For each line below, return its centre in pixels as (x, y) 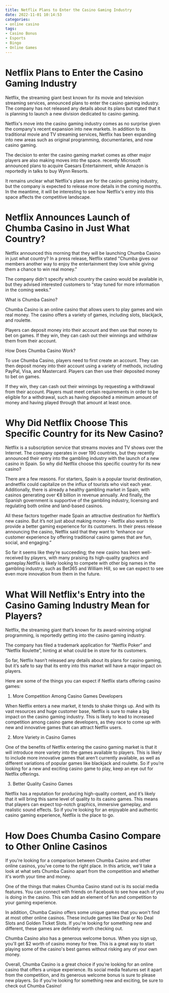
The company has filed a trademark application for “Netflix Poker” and (78, 645)
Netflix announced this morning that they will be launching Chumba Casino (83, 253)
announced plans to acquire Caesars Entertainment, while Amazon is (77, 166)
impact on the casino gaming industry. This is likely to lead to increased (79, 717)
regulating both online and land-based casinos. (54, 506)
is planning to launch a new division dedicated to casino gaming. (72, 113)
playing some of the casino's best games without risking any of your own (81, 949)
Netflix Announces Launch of (68, 217)
